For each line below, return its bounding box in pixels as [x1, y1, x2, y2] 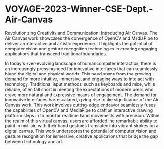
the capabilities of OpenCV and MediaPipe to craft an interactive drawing [5, 107, 153, 113]
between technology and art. [5, 138, 64, 144]
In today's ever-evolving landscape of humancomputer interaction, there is [5, 60, 156, 66]
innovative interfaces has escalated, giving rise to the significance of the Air [5, 97, 159, 102]
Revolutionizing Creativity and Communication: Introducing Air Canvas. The [5, 30, 158, 36]
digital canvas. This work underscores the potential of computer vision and [5, 128, 157, 134]
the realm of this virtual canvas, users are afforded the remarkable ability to [5, 118, 158, 124]
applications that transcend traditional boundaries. [5, 50, 107, 57]
